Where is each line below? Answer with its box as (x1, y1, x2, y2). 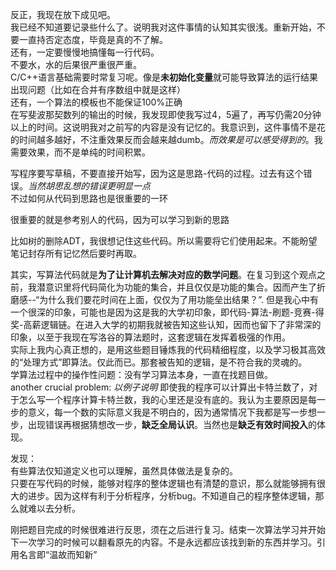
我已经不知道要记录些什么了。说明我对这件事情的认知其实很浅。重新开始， (10, 21, 317, 33)
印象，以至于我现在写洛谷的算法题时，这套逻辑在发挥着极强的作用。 (10, 331, 291, 343)
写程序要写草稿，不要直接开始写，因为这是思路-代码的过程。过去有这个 (10, 168, 304, 179)
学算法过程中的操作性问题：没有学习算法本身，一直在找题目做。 (10, 369, 273, 380)
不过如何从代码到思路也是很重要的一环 (10, 193, 168, 204)
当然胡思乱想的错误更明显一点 (28, 180, 151, 192)
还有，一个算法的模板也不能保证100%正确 (10, 96, 183, 108)
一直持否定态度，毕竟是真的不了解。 (18, 34, 168, 45)
